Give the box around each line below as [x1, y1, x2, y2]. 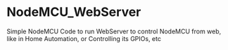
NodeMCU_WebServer [6, 4, 141, 20]
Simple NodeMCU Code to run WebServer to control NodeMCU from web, [6, 27, 222, 35]
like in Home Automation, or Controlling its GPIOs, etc [6, 34, 161, 42]
